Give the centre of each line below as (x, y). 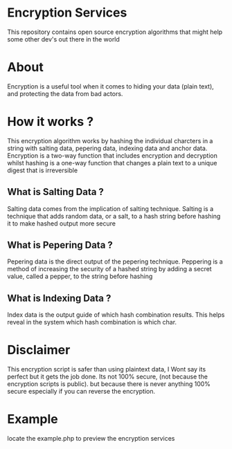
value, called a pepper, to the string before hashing (80, 276)
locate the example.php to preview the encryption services (91, 439)
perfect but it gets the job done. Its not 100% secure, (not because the (107, 377)
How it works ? (51, 122)
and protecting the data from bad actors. (65, 93)
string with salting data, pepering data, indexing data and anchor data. (107, 148)
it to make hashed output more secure (62, 223)
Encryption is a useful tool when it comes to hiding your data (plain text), (111, 86)
